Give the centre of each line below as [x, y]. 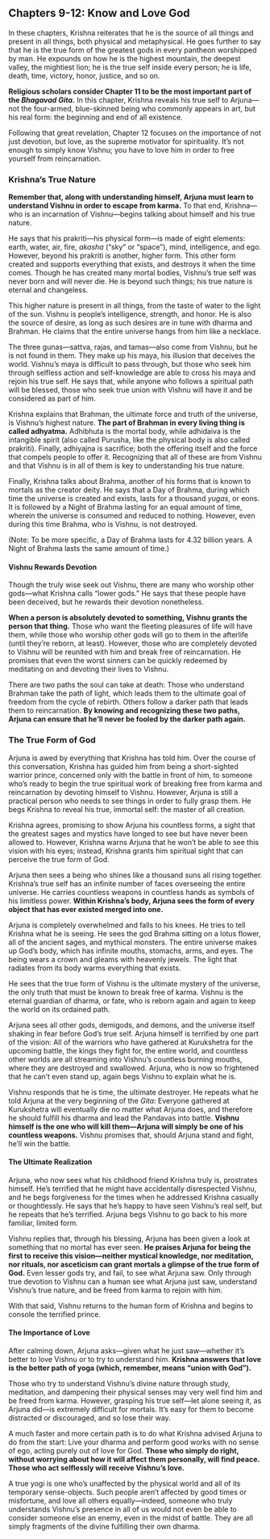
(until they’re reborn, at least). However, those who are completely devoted [133, 643]
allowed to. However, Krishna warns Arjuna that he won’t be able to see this [134, 842]
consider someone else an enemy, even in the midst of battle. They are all [131, 1518]
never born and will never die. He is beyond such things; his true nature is [131, 281]
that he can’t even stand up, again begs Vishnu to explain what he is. [123, 1076]
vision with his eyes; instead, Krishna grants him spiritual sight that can [126, 851]
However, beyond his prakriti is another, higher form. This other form [122, 256]
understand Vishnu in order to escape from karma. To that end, [116, 206]
